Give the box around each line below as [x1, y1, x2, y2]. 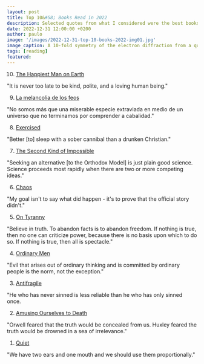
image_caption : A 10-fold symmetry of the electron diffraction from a [7, 43, 191, 49]
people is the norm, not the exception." [7, 267, 104, 275]
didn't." [7, 201, 25, 209]
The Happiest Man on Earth [15, 70, 85, 77]
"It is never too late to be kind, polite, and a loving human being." [7, 82, 168, 89]
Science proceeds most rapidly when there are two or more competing [7, 165, 183, 172]
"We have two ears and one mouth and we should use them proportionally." [7, 351, 196, 358]
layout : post [7, 8, 40, 15]
